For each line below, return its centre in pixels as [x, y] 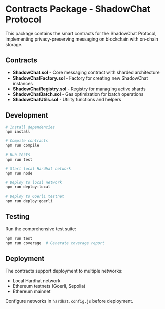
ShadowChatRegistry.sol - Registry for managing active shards [79, 89]
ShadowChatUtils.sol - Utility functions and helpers [67, 99]
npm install [18, 132]
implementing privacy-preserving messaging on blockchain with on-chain [82, 39]
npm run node [19, 173]
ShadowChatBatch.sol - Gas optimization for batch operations [78, 94]
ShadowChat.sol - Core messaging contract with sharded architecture [86, 72]
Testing [17, 217]
